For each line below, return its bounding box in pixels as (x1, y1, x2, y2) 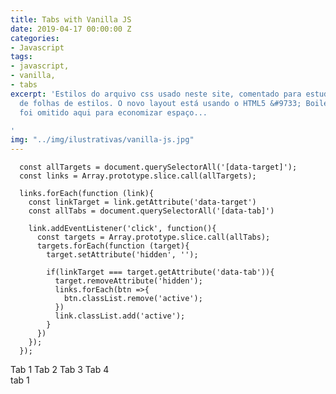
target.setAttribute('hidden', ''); (46, 250, 199, 260)
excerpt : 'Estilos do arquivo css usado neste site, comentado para (10, 89, 302, 99)
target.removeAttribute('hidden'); (54, 276, 203, 286)
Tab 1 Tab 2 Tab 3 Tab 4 (10, 364, 110, 376)
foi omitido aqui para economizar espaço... (19, 107, 208, 118)
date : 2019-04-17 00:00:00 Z (10, 24, 132, 34)
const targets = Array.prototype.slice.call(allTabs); (36, 232, 271, 243)
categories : (10, 33, 60, 43)
